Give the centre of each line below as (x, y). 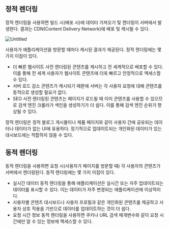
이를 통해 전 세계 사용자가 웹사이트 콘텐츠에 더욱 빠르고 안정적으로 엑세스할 (87, 73)
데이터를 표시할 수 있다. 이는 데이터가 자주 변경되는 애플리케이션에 (78, 189)
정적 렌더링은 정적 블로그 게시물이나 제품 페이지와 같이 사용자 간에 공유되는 (79, 122)
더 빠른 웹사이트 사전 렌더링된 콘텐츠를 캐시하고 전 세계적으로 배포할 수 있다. (88, 67)
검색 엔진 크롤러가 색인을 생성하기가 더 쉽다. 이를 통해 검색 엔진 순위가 (87, 105)
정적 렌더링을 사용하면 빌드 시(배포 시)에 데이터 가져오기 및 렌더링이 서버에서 (81, 22)
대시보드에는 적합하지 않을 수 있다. (39, 135)
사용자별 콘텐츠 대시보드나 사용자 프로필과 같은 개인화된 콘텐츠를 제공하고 (86, 202)
